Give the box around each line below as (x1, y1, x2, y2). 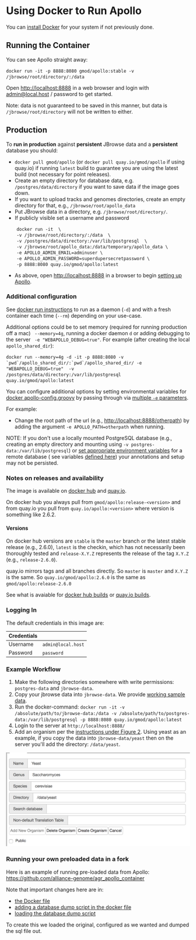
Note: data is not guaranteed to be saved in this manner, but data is (6, 101, 167, 109)
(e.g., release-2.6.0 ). (6, 556, 57, 563)
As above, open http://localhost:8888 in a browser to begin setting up (14, 271, 182, 279)
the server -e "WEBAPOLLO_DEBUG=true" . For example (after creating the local (6, 336, 190, 343)
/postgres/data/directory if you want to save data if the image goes (14, 183, 180, 190)
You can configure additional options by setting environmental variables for (6, 388, 187, 395)
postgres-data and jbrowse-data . (14, 684, 94, 692)
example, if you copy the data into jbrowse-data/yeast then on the (14, 734, 174, 742)
